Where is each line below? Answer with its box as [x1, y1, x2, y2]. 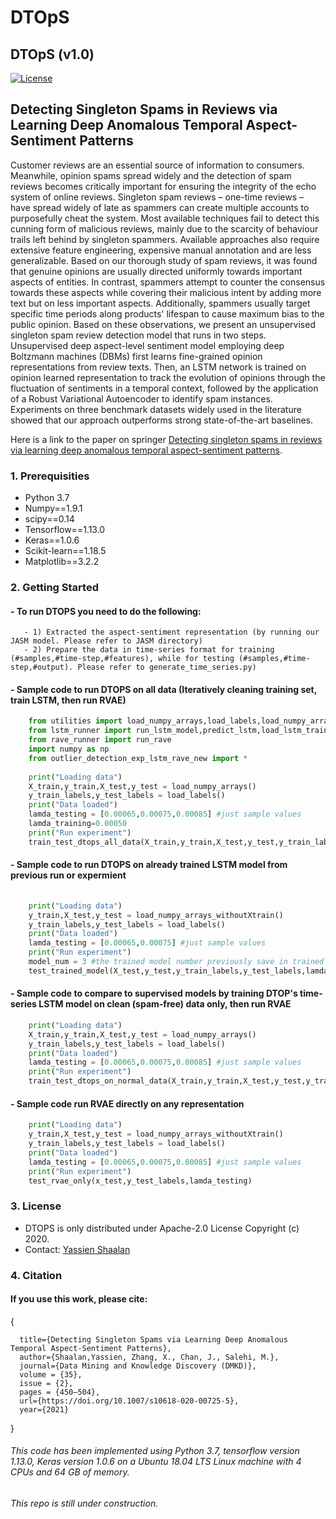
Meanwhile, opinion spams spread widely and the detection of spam [10, 169, 292, 181]
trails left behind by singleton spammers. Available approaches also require [10, 233, 320, 245]
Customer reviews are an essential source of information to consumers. [10, 159, 305, 171]
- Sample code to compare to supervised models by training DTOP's [10, 987, 298, 1000]
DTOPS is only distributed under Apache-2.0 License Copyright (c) [24, 1222, 300, 1234]
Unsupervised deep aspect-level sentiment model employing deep [10, 339, 285, 351]
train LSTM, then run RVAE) [10, 694, 127, 706]
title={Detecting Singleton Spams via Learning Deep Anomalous [19, 1334, 288, 1345]
